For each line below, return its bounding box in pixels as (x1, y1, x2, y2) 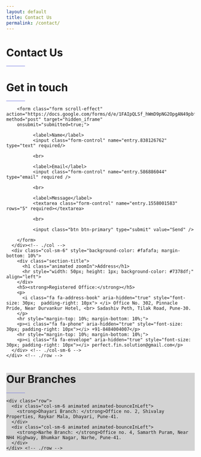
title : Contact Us (6, 14, 52, 20)
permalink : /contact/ (6, 20, 60, 26)
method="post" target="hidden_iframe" (6, 116, 103, 123)
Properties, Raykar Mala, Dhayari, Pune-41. (6, 414, 119, 420)
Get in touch (6, 80, 68, 94)
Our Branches (6, 372, 77, 386)
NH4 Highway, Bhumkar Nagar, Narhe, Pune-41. (6, 435, 121, 441)
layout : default (6, 8, 47, 15)
